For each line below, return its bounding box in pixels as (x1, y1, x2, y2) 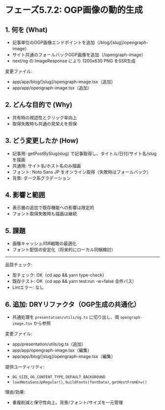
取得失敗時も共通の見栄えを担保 (12, 121, 77, 127)
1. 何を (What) (5, 26, 48, 34)
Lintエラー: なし (12, 284, 44, 290)
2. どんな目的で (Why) (5, 101, 73, 109)
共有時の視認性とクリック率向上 (12, 114, 77, 120)
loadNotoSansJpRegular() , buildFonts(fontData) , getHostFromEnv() (12, 379, 147, 385)
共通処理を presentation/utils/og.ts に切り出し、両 (12, 314, 119, 320)
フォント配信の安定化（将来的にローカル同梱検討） (12, 246, 116, 253)
